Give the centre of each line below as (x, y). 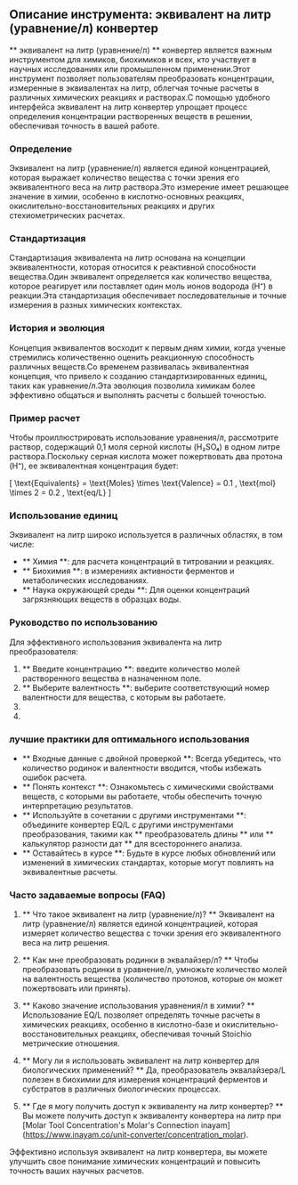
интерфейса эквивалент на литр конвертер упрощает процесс (128, 107)
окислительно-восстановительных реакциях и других (112, 206)
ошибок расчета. (54, 777)
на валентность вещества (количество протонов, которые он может (152, 979)
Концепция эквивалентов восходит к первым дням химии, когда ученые (148, 347)
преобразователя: (44, 651)
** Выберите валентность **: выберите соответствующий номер (145, 687)
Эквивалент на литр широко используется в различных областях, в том (146, 535)
